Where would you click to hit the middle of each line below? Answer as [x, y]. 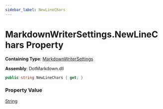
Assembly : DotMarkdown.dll [35, 68]
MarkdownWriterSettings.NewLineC [81, 34]
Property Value [24, 90]
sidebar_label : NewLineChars [35, 10]
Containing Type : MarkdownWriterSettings [49, 59]
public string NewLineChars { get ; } [44, 78]
